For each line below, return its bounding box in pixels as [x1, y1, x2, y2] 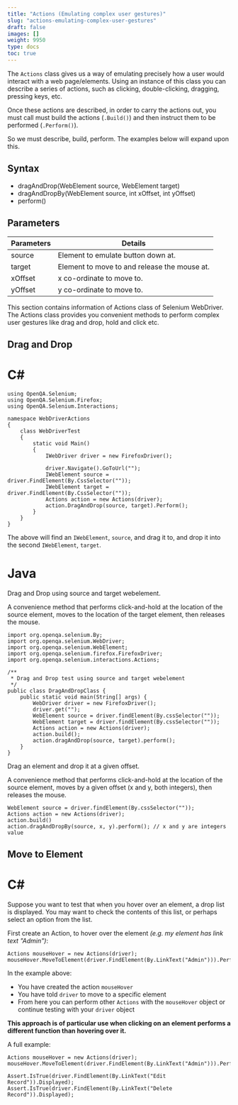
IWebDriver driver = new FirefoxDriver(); [45, 452, 173, 460]
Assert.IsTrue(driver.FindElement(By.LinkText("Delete [7, 1085, 173, 1092]
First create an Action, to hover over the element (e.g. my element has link [7, 929, 224, 938]
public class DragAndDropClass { [7, 687, 106, 694]
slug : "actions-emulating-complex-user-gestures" [7, 17, 157, 24]
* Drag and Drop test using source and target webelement [10, 674, 186, 682]
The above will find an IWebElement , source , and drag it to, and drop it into [7, 533, 221, 541]
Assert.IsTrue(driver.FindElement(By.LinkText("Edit [7, 1072, 166, 1080]
